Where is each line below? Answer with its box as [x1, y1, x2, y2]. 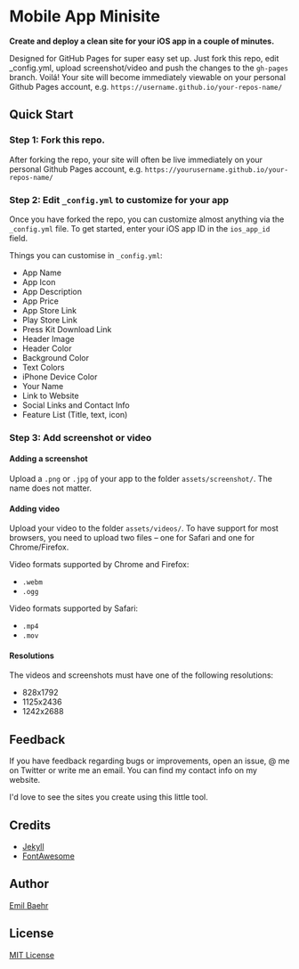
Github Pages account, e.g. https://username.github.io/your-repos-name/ [9, 81, 283, 92]
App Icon [21, 276, 56, 287]
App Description [21, 286, 83, 297]
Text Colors [21, 362, 65, 372]
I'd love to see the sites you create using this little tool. [9, 792, 209, 802]
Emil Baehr [9, 900, 49, 910]
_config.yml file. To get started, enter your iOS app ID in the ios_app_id [9, 223, 271, 233]
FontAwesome [21, 851, 76, 861]
